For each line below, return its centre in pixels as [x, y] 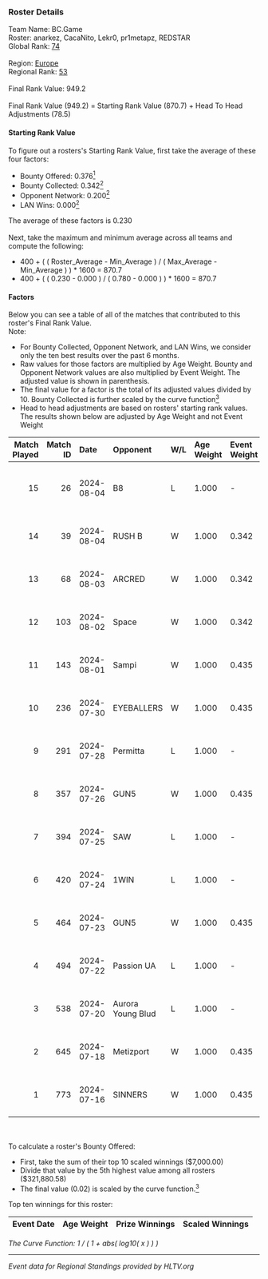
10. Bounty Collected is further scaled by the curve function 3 [119, 398]
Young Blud [134, 1014]
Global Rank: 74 [34, 46]
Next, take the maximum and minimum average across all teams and [120, 237]
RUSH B [128, 536]
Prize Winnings [145, 1224]
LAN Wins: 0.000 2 [49, 205]
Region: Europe [33, 63]
